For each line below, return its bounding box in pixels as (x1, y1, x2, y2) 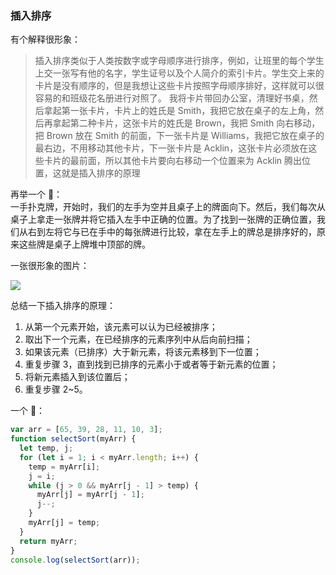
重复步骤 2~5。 (24, 383, 88, 396)
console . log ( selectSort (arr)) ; (10, 555, 141, 565)
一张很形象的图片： (10, 260, 90, 272)
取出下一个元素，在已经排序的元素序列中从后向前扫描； (24, 333, 253, 346)
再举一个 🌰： (10, 188, 63, 201)
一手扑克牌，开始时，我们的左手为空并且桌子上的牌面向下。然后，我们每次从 (10, 201, 326, 213)
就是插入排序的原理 (61, 167, 141, 179)
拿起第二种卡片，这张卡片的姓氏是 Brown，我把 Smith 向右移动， (52, 117, 321, 129)
